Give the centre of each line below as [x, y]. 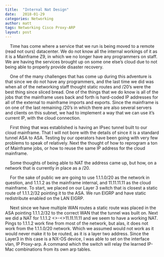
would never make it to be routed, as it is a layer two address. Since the [77, 234]
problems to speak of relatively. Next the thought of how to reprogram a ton [81, 143]
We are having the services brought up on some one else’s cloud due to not [81, 62]
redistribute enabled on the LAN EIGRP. [45, 198]
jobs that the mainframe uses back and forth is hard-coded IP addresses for [82, 97]
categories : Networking [29, 19]
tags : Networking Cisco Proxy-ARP [40, 28]
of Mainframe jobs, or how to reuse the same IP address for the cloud [75, 148]
